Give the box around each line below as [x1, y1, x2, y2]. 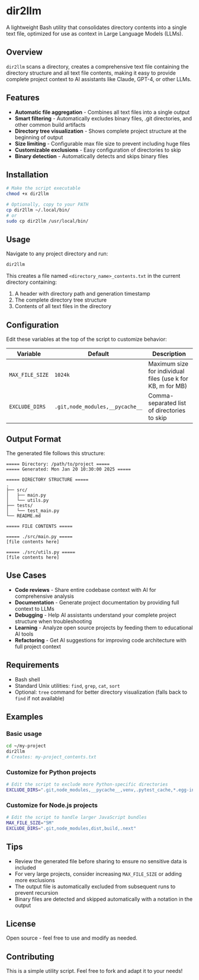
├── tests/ [6, 502, 33, 508]
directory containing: [6, 278, 57, 286]
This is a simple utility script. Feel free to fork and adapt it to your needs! [6, 968, 183, 975]
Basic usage [6, 729, 43, 738]
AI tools [14, 630, 34, 638]
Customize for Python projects [6, 768, 97, 776]
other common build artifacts [14, 121, 86, 128]
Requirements [6, 660, 59, 670]
